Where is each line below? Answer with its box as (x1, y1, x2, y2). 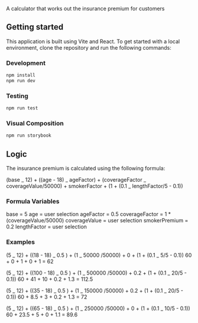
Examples (6, 238, 35, 246)
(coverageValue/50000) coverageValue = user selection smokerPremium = (6, 217, 189, 224)
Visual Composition (6, 119, 64, 127)
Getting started (6, 22, 64, 32)
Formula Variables (6, 197, 60, 205)
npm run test (6, 105, 38, 111)
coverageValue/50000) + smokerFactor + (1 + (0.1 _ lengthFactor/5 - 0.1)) (6, 183, 183, 190)
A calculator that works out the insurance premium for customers (6, 5, 165, 12)
